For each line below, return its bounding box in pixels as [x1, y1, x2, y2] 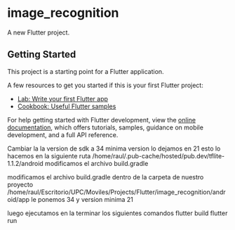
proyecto [7, 180, 34, 189]
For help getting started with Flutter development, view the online [7, 115, 196, 124]
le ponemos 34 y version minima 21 [31, 195, 133, 203]
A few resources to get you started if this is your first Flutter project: [7, 81, 203, 89]
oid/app [7, 195, 30, 203]
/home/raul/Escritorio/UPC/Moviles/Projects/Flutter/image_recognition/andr [7, 188, 226, 196]
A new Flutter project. [7, 28, 70, 37]
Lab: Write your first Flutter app [17, 94, 109, 103]
